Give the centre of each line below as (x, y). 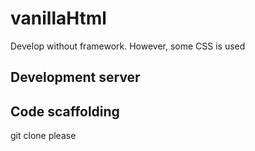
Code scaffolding (65, 111)
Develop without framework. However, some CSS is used (128, 46)
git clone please (43, 136)
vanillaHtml (58, 18)
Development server (75, 77)
